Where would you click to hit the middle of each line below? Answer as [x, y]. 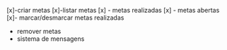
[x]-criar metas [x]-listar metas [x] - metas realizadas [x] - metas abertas [113, 10]
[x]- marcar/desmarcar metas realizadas [65, 18]
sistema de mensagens [51, 39]
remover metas [39, 31]
